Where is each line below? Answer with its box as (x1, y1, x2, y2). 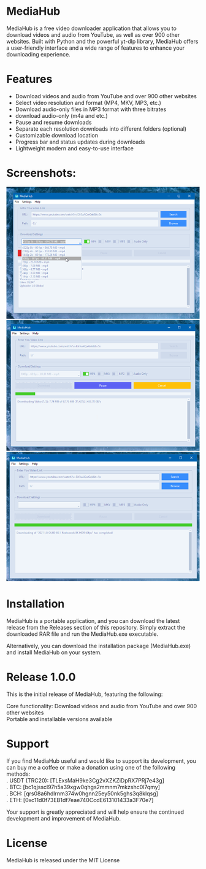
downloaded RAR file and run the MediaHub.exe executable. (6, 630, 158, 638)
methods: (6, 770, 31, 778)
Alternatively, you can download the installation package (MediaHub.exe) (6, 642, 191, 649)
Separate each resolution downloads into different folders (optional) (15, 125, 187, 133)
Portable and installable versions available (6, 715, 113, 722)
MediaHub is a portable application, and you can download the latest (6, 617, 180, 624)
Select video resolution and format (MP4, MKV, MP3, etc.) (15, 99, 161, 106)
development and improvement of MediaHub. (6, 814, 121, 822)
